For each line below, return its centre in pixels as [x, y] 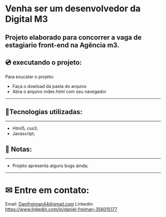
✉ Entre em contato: [47, 190]
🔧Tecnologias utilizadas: [44, 112]
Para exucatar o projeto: [30, 77]
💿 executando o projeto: [43, 62]
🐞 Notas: [19, 149]
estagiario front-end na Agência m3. [62, 45]
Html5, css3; [25, 129]
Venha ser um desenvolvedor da [73, 9]
